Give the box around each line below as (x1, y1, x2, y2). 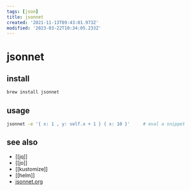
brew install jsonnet (6, 89, 60, 95)
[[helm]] (15, 172, 35, 179)
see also (6, 138, 38, 148)
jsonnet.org (15, 177, 43, 185)
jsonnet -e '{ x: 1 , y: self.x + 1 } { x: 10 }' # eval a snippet (6, 121, 185, 127)
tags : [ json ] (6, 8, 39, 15)
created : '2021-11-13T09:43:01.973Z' (6, 19, 99, 25)
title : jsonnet (6, 14, 44, 20)
